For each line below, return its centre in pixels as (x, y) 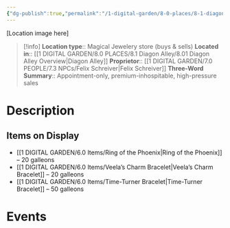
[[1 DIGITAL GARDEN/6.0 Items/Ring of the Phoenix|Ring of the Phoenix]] (119, 152)
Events (27, 216)
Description (41, 110)
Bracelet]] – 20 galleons (50, 174)
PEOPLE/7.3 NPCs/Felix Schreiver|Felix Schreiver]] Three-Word (113, 68)
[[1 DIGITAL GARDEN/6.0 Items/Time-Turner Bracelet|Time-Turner (110, 181)
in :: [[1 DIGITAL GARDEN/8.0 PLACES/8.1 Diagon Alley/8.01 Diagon (116, 54)
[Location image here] (38, 33)
